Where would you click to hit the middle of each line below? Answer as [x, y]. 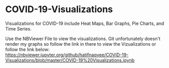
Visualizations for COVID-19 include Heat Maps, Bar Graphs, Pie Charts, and [85, 23]
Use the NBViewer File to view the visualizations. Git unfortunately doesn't [83, 39]
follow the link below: [27, 49]
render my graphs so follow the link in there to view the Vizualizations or [81, 44]
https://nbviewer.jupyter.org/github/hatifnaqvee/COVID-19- [67, 55]
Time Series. [19, 28]
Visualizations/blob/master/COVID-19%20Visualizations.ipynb [70, 60]
